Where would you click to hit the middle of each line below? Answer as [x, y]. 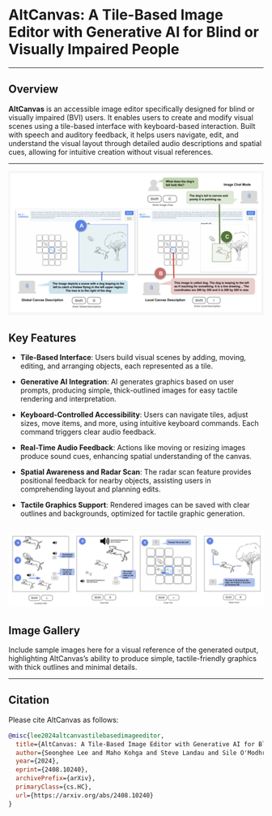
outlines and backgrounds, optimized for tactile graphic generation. [132, 513]
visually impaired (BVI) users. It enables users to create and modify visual [131, 117]
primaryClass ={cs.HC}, [54, 787]
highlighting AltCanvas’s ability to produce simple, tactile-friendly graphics [133, 658]
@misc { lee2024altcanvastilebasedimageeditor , [86, 736]
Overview [34, 90]
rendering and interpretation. [68, 399]
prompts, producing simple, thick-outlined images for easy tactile [129, 390]
